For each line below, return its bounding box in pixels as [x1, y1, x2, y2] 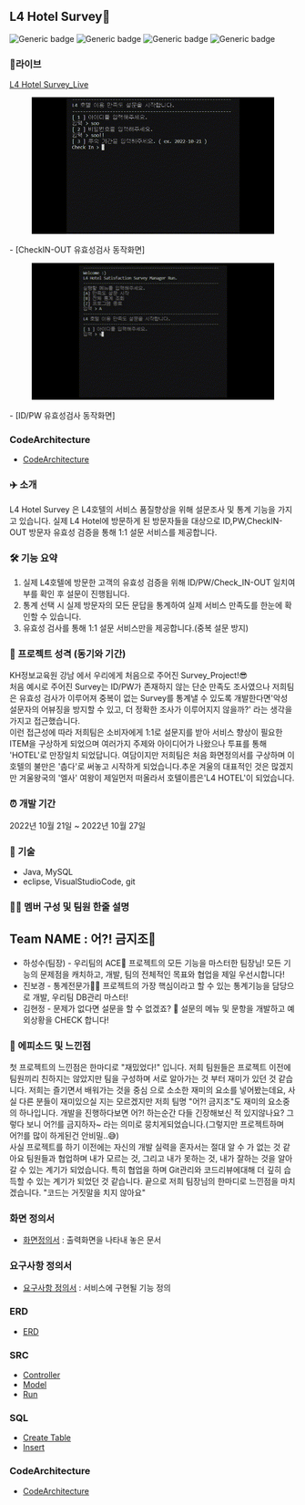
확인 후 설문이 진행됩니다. [39, 589, 130, 599]
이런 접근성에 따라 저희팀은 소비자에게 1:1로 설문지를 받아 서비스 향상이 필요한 [9, 727, 283, 738]
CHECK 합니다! [54, 1014, 109, 1026]
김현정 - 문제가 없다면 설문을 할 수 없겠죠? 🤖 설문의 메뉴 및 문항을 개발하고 [22, 1003, 286, 1014]
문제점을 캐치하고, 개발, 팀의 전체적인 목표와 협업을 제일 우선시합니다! [39, 968, 285, 980]
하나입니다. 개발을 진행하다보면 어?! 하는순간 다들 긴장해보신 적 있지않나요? [18, 1107, 285, 1118]
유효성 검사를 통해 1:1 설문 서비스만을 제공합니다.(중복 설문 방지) [22, 623, 249, 634]
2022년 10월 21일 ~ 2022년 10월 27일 [9, 820, 146, 830]
